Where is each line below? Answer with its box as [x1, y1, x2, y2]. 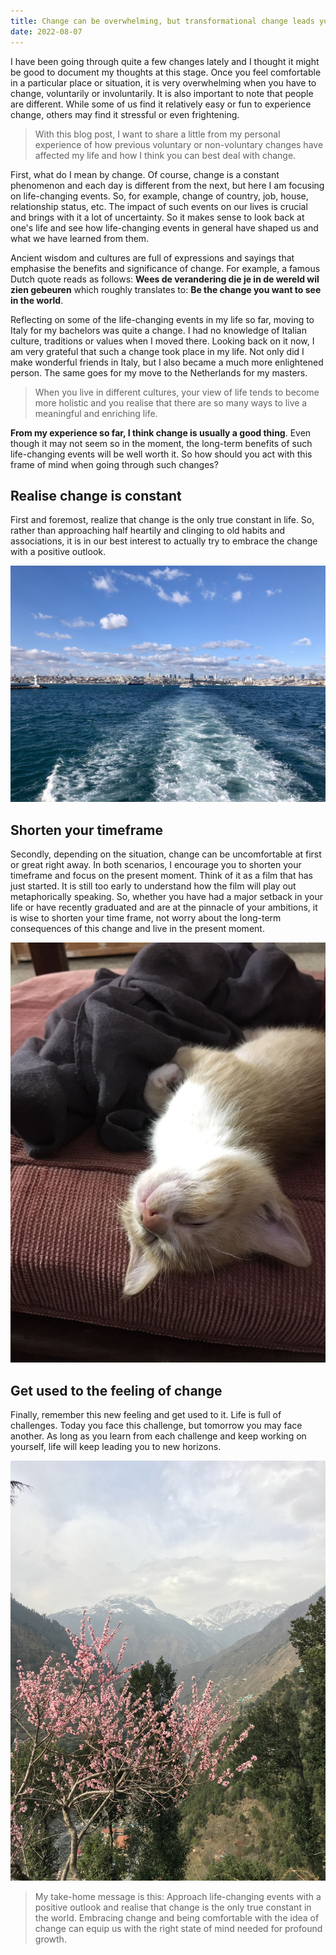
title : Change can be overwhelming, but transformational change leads [10, 16, 315, 26]
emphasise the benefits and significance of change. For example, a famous [10, 262, 321, 274]
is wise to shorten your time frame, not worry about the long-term [10, 912, 282, 924]
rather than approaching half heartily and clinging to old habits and [10, 525, 286, 537]
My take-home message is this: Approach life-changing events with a [34, 1890, 322, 1902]
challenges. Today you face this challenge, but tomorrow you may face [10, 1419, 303, 1431]
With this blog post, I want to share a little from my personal [34, 128, 281, 140]
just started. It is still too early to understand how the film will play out [10, 880, 297, 892]
